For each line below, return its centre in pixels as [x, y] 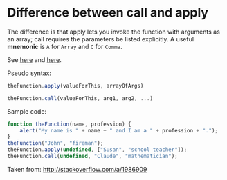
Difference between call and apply [108, 13]
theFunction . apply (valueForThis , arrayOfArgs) [75, 86]
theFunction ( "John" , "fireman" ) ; [55, 143]
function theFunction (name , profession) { [69, 124]
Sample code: [27, 111]
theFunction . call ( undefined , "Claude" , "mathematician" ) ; [92, 157]
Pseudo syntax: [29, 73]
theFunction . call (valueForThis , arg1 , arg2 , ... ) [80, 98]
